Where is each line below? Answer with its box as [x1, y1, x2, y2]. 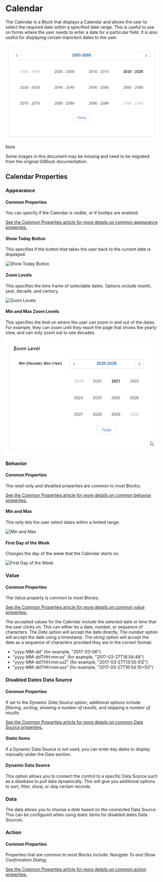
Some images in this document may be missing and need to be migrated [5, 153, 149, 159]
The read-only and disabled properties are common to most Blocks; [5, 483, 141, 488]
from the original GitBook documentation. [5, 158, 88, 164]
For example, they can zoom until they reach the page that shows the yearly [5, 324, 157, 330]
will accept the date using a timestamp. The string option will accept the [5, 634, 149, 640]
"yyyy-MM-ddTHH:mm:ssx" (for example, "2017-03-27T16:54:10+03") [12, 665, 154, 670]
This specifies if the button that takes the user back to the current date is [5, 246, 151, 252]
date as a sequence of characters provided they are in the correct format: [5, 639, 152, 646]
